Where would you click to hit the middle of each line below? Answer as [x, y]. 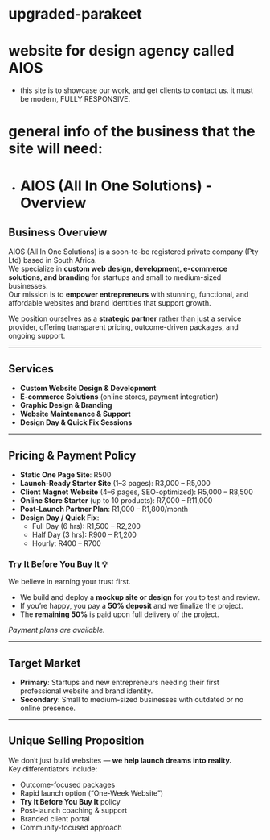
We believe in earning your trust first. [70, 582]
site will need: [55, 149]
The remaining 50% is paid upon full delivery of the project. [119, 614]
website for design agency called [121, 51]
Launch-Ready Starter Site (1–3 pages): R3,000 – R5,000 [115, 483]
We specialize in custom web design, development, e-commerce [118, 269]
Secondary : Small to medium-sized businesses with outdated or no [131, 700]
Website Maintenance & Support [75, 414]
